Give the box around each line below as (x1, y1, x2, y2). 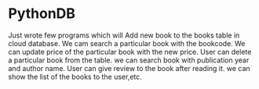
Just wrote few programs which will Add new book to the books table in (8, 30, 240, 40)
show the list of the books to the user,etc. (8, 72, 143, 81)
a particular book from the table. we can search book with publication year (8, 55, 250, 65)
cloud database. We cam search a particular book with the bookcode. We (8, 38, 246, 48)
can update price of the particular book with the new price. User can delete (8, 47, 252, 56)
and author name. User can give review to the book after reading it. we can (8, 63, 250, 73)
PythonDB (8, 5, 76, 23)
